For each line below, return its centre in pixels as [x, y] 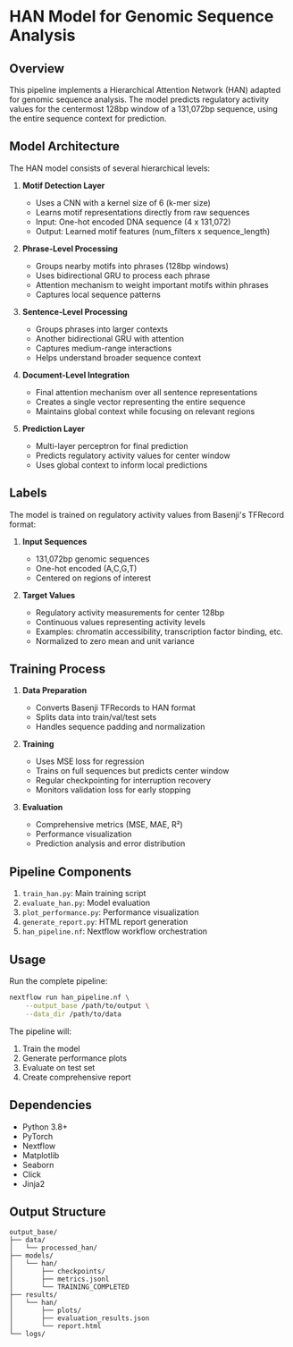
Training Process [57, 669]
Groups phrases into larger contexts [101, 329]
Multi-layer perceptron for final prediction [112, 445]
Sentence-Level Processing [75, 311]
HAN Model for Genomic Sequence [142, 17]
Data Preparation [54, 690]
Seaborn [38, 1165]
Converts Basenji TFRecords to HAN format [116, 707]
